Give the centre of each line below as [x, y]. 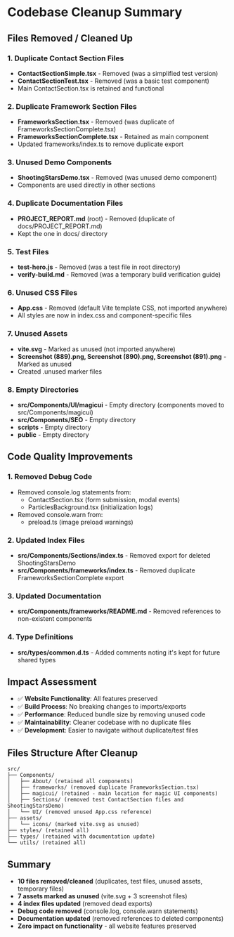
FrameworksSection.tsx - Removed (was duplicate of [96, 122]
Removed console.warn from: [60, 514]
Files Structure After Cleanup [73, 753]
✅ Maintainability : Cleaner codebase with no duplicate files [104, 722]
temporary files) [41, 889]
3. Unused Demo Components [60, 162]
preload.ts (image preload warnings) [80, 522]
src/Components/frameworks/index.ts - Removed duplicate [106, 570]
